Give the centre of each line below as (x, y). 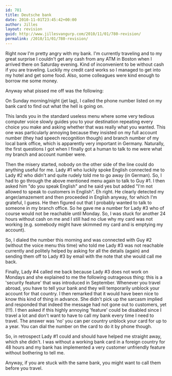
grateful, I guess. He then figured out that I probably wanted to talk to (79, 202)
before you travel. (24, 368)
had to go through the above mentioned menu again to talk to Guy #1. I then (85, 181)
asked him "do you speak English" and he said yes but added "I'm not (79, 186)
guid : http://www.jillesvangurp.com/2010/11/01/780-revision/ (73, 34)
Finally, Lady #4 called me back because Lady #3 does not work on (77, 272)
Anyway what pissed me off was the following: (54, 91)
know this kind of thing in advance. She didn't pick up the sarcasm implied (84, 299)
